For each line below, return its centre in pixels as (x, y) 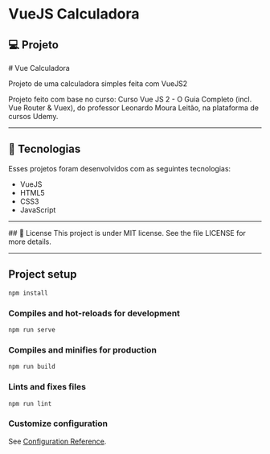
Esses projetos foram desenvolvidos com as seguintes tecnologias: (120, 168)
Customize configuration (58, 423)
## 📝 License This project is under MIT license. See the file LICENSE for (127, 233)
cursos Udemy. (33, 116)
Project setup (43, 274)
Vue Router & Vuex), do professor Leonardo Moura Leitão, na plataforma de (134, 108)
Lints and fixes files (47, 387)
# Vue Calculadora (39, 68)
